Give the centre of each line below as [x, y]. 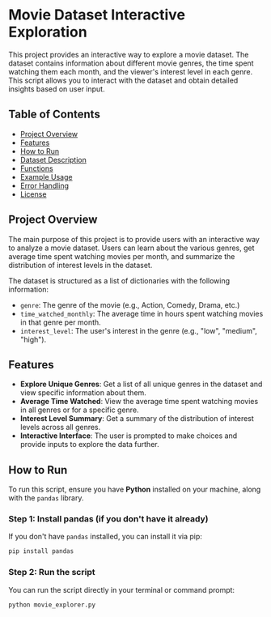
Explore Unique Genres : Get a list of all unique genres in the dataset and [141, 384]
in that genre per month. [60, 322]
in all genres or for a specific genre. [79, 410]
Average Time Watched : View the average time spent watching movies [139, 402]
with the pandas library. [46, 498]
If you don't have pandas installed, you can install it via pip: [105, 537]
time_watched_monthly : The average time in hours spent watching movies [142, 313]
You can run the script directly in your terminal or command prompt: [122, 589]
